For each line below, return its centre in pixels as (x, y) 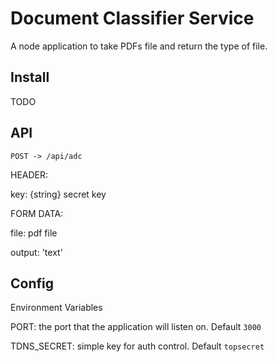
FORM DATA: (37, 213)
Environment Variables (56, 308)
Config (32, 283)
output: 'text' (36, 252)
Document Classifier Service (132, 18)
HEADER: (29, 174)
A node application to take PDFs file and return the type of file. (139, 46)
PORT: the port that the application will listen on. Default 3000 (136, 327)
